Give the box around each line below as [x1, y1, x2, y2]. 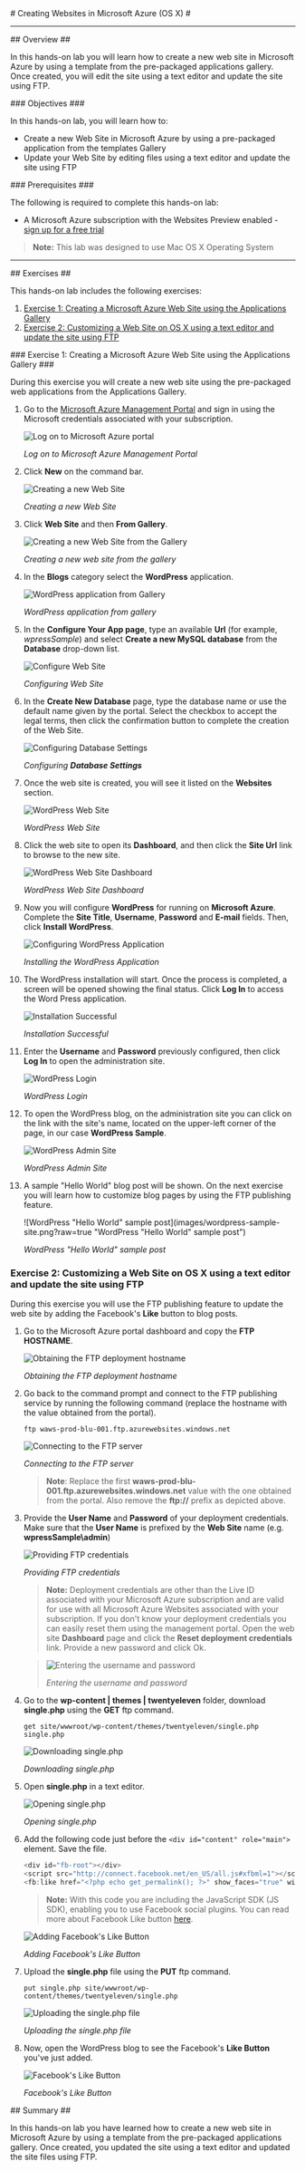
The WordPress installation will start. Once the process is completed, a [23, 974, 288, 985]
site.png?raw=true [23, 1227, 92, 1237]
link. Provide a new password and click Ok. [45, 1643, 206, 1654]
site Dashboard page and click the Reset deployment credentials [45, 1633, 293, 1644]
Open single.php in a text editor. [23, 1781, 146, 1792]
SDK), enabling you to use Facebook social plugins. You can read [45, 1904, 290, 1915]
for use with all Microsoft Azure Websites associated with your [45, 1604, 280, 1615]
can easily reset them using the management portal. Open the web [45, 1623, 295, 1634]
